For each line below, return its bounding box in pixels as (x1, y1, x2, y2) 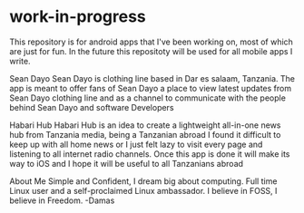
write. (9, 55, 31, 66)
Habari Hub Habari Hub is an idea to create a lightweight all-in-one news (9, 120, 281, 131)
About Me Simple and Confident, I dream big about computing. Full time (9, 175, 278, 187)
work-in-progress (9, 6, 147, 27)
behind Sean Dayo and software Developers (9, 102, 174, 112)
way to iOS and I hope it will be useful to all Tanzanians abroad (9, 158, 243, 169)
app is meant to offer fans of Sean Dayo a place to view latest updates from (9, 82, 292, 93)
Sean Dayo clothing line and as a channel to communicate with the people (9, 92, 286, 103)
